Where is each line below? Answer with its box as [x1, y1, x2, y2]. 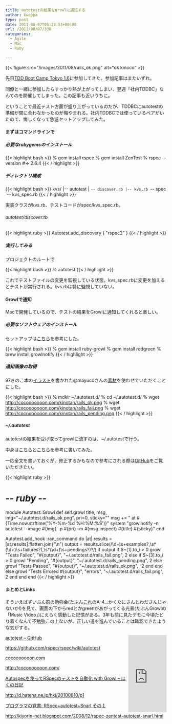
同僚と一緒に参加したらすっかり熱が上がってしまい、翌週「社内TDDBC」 [5, 86, 160, 92]
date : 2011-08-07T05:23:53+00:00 [5, 22, 77, 27]
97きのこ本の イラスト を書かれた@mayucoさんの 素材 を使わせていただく [5, 377, 158, 383]
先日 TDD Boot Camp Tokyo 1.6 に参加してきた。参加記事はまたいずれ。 [5, 75, 155, 81]
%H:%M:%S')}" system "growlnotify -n [76, 520, 159, 527]
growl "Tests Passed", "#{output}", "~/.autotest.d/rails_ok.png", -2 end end [5, 563, 163, 569]
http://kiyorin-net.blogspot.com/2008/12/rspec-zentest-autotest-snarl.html [5, 713, 164, 719]
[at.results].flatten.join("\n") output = [5, 541, 83, 547]
